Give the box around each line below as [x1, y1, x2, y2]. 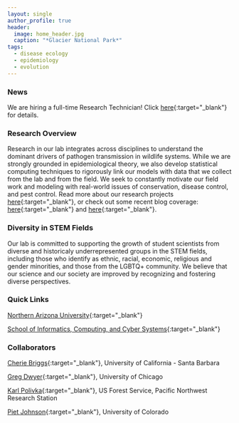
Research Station [7, 394, 58, 402]
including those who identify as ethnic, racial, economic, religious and [7, 254, 212, 263]
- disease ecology [14, 51, 69, 58]
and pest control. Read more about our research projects [7, 190, 174, 199]
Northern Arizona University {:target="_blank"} [7, 310, 144, 319]
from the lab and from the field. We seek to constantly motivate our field [7, 175, 219, 184]
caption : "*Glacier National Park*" [14, 37, 122, 44]
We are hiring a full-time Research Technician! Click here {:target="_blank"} [7, 103, 228, 111]
